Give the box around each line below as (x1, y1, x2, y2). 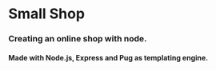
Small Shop (8, 5, 86, 23)
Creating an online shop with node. (8, 33, 147, 45)
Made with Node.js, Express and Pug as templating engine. (8, 52, 209, 62)
